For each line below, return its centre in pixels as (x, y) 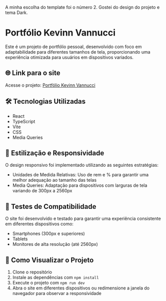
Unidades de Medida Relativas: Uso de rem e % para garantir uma (80, 175)
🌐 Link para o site (33, 73)
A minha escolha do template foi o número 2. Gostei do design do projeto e (82, 7)
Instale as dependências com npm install (55, 277)
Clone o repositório (32, 272)
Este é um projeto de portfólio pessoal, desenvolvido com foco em (73, 47)
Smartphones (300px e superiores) (48, 234)
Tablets (20, 239)
